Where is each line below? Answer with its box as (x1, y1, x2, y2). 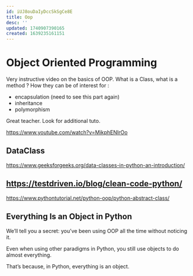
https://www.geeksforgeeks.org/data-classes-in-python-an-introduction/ (6, 161, 185, 168)
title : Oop (6, 14, 33, 20)
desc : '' (6, 20, 28, 25)
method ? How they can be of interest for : (6, 82, 110, 89)
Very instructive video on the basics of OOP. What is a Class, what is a (6, 76, 178, 83)
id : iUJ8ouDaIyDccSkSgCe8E (6, 8, 73, 15)
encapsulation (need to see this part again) (14, 93, 120, 100)
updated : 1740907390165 (6, 25, 65, 31)
